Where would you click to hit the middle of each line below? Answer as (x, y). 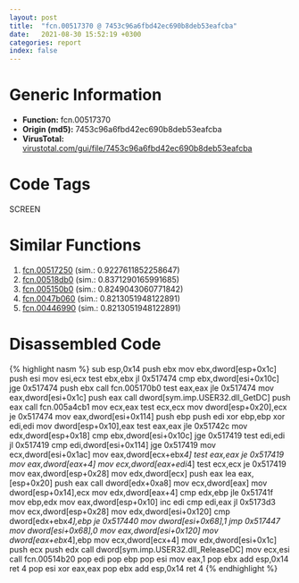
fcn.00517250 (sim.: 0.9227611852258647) (101, 270)
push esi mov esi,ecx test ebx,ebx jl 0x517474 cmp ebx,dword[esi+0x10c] (144, 378)
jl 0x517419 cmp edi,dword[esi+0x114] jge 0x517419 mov (113, 444)
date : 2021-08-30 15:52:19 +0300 (75, 34)
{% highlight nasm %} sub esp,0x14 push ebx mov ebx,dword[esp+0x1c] (143, 368)
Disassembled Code (85, 344)
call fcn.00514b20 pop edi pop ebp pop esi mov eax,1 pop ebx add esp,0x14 (149, 559)
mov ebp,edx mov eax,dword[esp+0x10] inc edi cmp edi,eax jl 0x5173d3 (143, 502)
